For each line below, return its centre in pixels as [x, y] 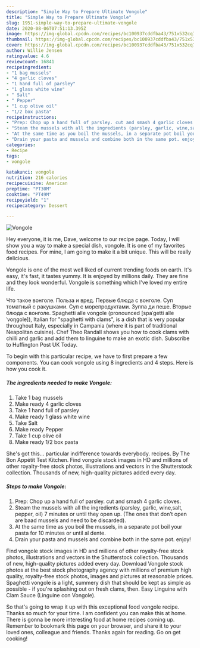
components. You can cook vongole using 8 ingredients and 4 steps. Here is [100, 363]
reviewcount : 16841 [30, 61]
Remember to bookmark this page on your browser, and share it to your [94, 626]
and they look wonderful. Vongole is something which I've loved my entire [97, 283]
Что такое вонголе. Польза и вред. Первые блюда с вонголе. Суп [90, 300]
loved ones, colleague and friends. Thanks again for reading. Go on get [93, 632]
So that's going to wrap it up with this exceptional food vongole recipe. [93, 607]
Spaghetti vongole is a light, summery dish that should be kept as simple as [99, 583]
